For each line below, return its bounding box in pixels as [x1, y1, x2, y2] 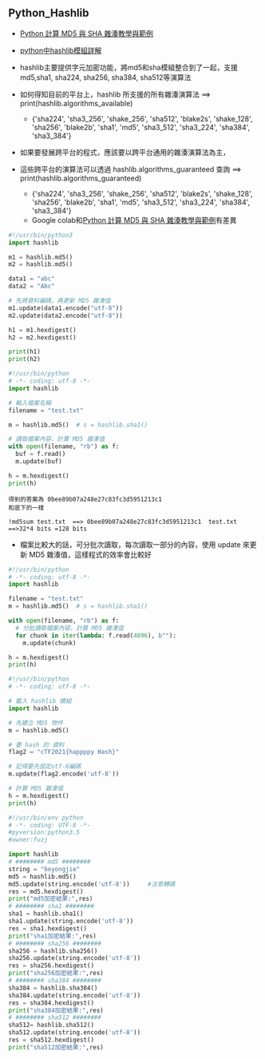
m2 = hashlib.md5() [8, 260, 73, 268]
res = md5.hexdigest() [8, 887, 84, 895]
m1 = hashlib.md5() [8, 253, 73, 261]
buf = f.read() [15, 450, 66, 458]
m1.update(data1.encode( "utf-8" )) [8, 303, 124, 312]
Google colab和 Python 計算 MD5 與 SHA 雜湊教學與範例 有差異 [31, 215, 237, 224]
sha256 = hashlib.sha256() [8, 946, 98, 955]
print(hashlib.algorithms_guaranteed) [19, 173, 142, 183]
